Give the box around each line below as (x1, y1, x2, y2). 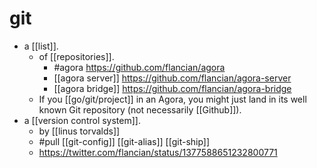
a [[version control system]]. (23, 114, 141, 126)
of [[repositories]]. (38, 50, 115, 62)
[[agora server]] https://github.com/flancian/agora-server (53, 72, 292, 84)
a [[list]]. (23, 40, 59, 52)
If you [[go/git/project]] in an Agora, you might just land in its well (38, 93, 307, 105)
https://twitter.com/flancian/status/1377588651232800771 (38, 146, 278, 158)
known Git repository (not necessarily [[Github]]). (38, 103, 242, 116)
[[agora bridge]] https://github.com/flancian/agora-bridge (53, 82, 292, 94)
